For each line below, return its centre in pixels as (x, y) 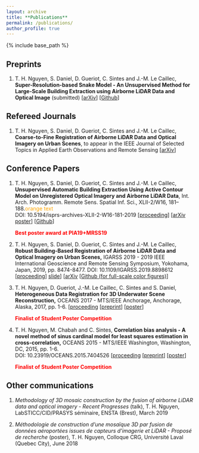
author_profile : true (33, 28)
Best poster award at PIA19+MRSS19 (61, 232)
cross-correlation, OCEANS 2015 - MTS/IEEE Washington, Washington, (103, 342)
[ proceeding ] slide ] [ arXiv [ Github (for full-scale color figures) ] (91, 276)
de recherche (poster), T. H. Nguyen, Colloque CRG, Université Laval (99, 437)
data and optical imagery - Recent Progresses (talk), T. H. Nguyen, (97, 406)
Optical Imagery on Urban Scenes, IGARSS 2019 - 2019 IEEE (90, 257)
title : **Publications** (37, 17)
